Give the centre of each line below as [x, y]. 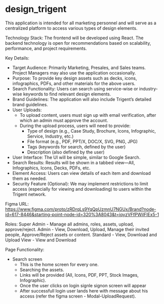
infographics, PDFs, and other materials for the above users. [74, 83]
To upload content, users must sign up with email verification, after [88, 115]
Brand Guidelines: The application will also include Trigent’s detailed [82, 99]
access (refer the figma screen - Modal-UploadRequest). [78, 296]
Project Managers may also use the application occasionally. [74, 73]
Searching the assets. [42, 270]
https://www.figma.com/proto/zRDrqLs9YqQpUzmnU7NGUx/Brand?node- [81, 209]
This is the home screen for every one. [59, 264]
